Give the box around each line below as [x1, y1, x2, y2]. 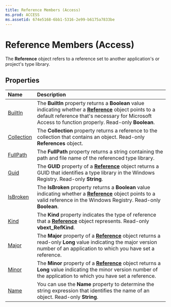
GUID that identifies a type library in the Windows [37, 169, 155, 176]
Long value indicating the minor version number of [37, 266, 158, 273]
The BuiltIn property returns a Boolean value [37, 100, 145, 107]
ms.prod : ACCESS [5, 12, 40, 17]
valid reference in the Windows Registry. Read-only [37, 197, 161, 204]
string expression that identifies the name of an [37, 287, 150, 294]
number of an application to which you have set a [37, 245, 155, 252]
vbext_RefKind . [37, 224, 75, 231]
